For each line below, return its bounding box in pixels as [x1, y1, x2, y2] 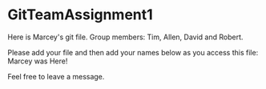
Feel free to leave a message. [7, 71, 105, 81]
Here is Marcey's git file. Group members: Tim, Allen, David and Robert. [7, 32, 244, 42]
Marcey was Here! [7, 56, 68, 66]
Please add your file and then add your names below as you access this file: [7, 47, 259, 57]
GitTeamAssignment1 [7, 6, 153, 24]
